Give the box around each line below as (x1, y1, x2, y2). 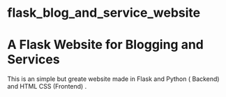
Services (7, 52, 61, 68)
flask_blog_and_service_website (7, 5, 201, 21)
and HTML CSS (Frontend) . (7, 82, 87, 91)
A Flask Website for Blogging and (7, 37, 204, 53)
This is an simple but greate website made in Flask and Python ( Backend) (7, 75, 220, 83)
